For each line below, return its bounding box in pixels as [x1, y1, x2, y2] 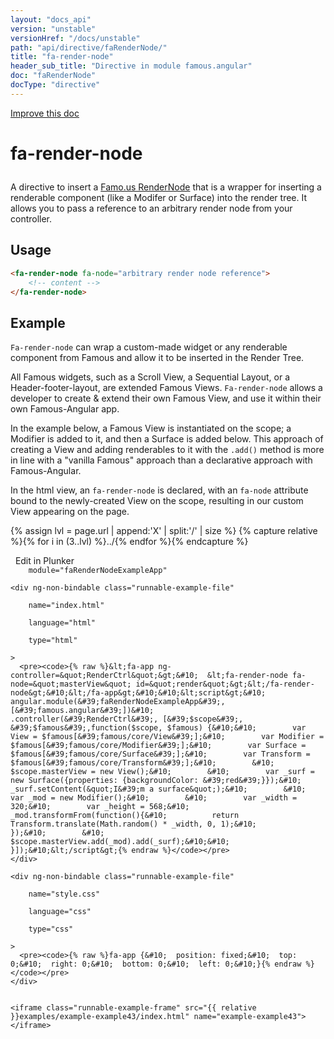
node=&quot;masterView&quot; [10, 679, 132, 690]
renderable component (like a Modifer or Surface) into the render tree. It [10, 191, 308, 203]
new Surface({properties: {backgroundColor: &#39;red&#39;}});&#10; [10, 776, 302, 786]
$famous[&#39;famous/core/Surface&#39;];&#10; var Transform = [10, 749, 311, 760]
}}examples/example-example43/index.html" [10, 1012, 190, 1022]
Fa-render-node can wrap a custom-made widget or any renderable [10, 341, 288, 353]
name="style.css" [28, 889, 101, 900]
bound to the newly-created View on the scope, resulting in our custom [10, 495, 304, 507]
